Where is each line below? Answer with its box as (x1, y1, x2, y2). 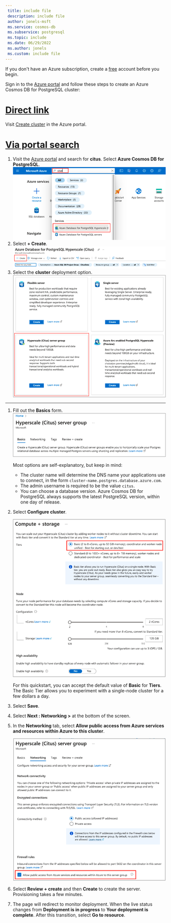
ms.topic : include (7, 35, 47, 40)
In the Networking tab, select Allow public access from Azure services (12, 723, 164, 729)
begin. (5, 71, 19, 77)
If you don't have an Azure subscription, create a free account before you (5, 66, 159, 72)
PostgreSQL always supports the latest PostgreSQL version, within (20, 494, 160, 500)
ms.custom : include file (7, 51, 60, 56)
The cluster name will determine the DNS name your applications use (20, 472, 165, 478)
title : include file (7, 8, 51, 13)
